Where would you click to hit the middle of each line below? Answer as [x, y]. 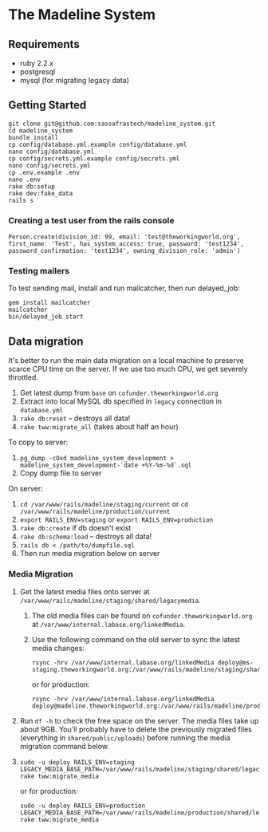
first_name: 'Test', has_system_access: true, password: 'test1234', [126, 244]
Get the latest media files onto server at [85, 591]
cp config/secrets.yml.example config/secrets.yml [94, 158]
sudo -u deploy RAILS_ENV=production [83, 806]
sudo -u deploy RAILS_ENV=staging [77, 762]
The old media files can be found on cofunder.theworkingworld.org [142, 615]
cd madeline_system [41, 130]
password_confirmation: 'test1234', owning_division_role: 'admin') [124, 251]
